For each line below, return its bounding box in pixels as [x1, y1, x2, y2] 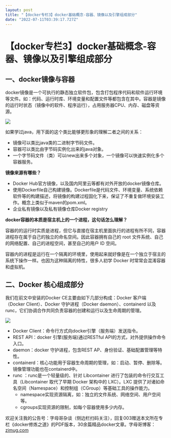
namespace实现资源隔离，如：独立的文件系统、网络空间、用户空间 [20, 392, 161, 398]
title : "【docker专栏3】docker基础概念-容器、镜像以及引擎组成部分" [5, 12, 137, 17]
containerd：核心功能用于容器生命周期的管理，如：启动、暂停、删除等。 [12, 360, 165, 366]
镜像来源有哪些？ [5, 170, 41, 176]
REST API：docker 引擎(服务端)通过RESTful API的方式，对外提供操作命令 [12, 334, 166, 340]
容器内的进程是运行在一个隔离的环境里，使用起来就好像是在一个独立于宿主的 [5, 251, 166, 257]
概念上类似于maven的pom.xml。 [21, 200, 90, 206]
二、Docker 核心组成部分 [5, 280, 84, 289]
